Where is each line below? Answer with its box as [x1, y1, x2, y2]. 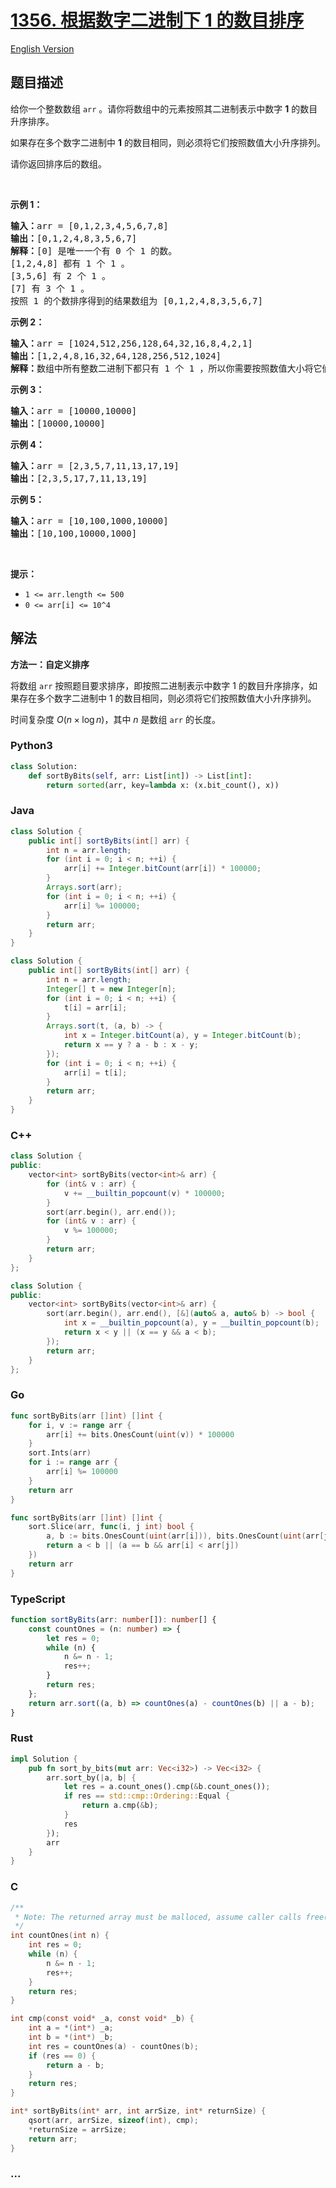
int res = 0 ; [28, 1940, 83, 1950]
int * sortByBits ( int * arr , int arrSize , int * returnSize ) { [10, 2106, 267, 2116]
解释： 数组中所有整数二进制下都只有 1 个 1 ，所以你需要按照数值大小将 [10, 362, 314, 374]
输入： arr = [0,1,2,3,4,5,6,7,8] [10, 220, 169, 231]
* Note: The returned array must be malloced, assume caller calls [14, 1912, 302, 1922]
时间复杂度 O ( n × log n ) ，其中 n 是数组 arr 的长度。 [10, 713, 221, 725]
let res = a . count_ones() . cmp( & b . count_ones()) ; [63, 1782, 271, 1792]
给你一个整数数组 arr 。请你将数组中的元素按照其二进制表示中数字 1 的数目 [10, 102, 318, 115]
